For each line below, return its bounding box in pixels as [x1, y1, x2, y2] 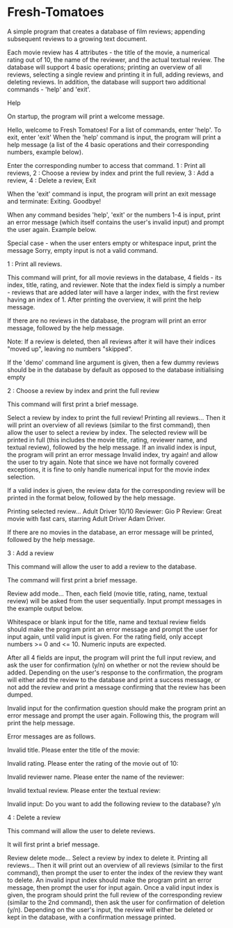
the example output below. [7, 604, 83, 612]
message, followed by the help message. [7, 323, 125, 332]
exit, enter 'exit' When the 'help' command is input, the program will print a [7, 133, 221, 141]
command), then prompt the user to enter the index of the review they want [7, 868, 223, 876]
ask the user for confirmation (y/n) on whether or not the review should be [7, 660, 220, 669]
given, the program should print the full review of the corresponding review [7, 890, 223, 899]
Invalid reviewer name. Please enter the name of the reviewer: [7, 773, 184, 781]
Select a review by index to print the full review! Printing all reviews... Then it [7, 413, 226, 422]
